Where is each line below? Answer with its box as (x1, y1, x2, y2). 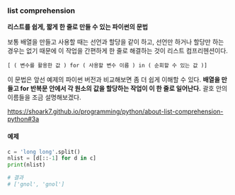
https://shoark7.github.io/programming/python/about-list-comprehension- (7, 107, 224, 116)
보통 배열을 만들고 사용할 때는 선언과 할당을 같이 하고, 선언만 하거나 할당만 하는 (7, 38, 224, 46)
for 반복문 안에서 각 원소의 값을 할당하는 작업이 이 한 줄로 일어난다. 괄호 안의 (20, 84, 228, 93)
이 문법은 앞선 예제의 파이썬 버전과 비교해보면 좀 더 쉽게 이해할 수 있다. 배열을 (7, 75, 221, 84)
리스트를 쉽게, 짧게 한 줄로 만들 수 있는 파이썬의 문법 (7, 23, 149, 31)
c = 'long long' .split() (7, 148, 81, 155)
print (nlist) (7, 162, 46, 169)
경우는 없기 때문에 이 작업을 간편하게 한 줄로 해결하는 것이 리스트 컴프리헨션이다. (7, 47, 229, 55)
